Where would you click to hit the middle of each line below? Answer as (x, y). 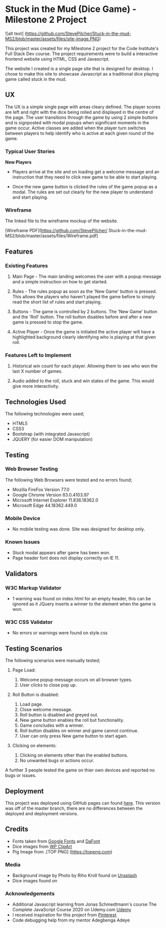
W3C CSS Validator (29, 622)
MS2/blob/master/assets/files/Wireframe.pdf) (52, 236)
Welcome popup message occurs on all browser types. (76, 680)
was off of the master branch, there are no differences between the (74, 808)
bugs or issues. (21, 775)
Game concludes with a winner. (52, 725)
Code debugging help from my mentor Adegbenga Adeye (71, 920)
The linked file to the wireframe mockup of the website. (61, 221)
